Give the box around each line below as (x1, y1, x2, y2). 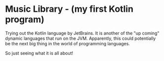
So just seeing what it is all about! (5, 50, 73, 56)
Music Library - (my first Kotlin (5, 3, 133, 15)
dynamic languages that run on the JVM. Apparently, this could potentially (5, 35, 156, 41)
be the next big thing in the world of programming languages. (5, 40, 130, 46)
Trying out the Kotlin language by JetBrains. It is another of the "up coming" (5, 30, 160, 36)
